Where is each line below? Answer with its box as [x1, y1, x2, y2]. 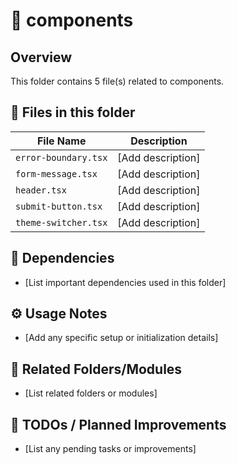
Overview [10, 49, 73, 66]
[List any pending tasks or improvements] [24, 443, 197, 455]
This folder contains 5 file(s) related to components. [10, 75, 225, 87]
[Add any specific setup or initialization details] [24, 332, 219, 344]
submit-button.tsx [15, 200, 103, 212]
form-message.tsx [15, 168, 98, 179]
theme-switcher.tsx [15, 217, 108, 228]
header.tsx [15, 184, 67, 196]
